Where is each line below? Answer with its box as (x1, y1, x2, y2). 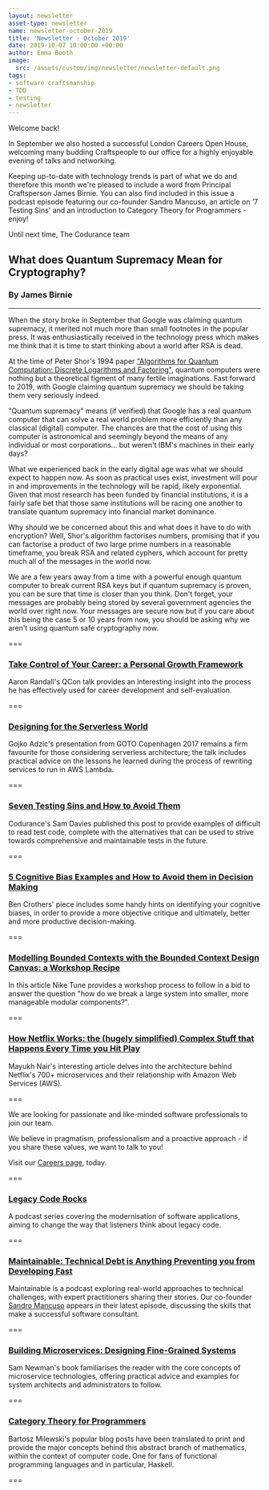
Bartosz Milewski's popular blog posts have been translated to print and (8, 1434, 246, 1443)
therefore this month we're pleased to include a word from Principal (8, 180, 231, 189)
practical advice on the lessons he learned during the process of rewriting (8, 756, 252, 766)
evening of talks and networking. (8, 156, 117, 165)
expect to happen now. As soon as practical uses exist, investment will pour (8, 473, 258, 482)
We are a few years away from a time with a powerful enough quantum (8, 571, 242, 582)
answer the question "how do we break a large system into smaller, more (8, 989, 249, 999)
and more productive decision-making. (8, 916, 137, 926)
